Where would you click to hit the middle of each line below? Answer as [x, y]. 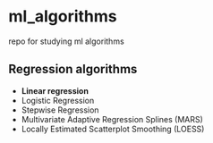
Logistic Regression [58, 100]
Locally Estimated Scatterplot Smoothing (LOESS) [113, 129]
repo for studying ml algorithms [66, 41]
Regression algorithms [73, 69]
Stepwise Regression [60, 110]
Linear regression [55, 90]
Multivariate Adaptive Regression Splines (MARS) [112, 119]
